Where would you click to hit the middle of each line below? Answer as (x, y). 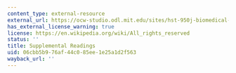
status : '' (23, 40)
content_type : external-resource (56, 14)
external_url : (28, 20)
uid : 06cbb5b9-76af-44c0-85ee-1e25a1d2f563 (72, 53)
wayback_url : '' (31, 59)
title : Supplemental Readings (52, 46)
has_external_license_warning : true (61, 26)
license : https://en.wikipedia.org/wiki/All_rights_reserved (99, 33)
